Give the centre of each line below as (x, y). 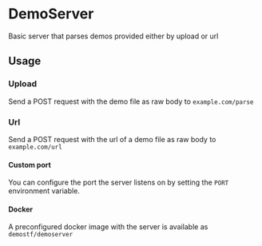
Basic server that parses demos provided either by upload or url (113, 36)
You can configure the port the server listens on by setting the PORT (119, 183)
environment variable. (44, 191)
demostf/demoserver (41, 235)
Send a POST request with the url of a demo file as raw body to (112, 139)
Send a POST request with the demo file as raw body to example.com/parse (131, 101)
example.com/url (35, 147)
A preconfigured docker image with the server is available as (108, 227)
